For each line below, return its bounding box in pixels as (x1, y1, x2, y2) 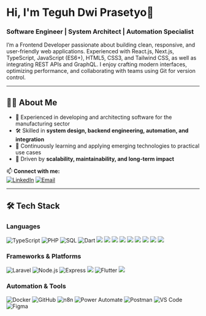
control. (6, 73, 26, 81)
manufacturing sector (15, 120, 71, 127)
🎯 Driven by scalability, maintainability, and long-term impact (15, 156, 175, 163)
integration (15, 136, 45, 143)
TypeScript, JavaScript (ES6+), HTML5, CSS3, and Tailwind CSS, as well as (6, 55, 197, 62)
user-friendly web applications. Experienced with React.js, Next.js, (6, 48, 175, 55)
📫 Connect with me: (6, 168, 60, 175)
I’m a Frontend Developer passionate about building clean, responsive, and (6, 41, 196, 48)
